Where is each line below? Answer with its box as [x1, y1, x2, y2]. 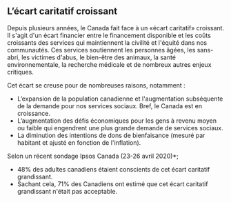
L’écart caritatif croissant [7, 6, 118, 17]
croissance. [17, 109, 50, 117]
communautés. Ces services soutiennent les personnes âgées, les [7, 46, 196, 54]
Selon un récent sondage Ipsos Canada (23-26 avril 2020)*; [7, 152, 179, 160]
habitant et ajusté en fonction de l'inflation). [17, 138, 141, 147]
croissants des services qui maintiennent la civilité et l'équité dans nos [7, 38, 208, 47]
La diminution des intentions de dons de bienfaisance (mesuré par [17, 131, 205, 139]
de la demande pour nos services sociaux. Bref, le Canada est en [17, 101, 202, 110]
